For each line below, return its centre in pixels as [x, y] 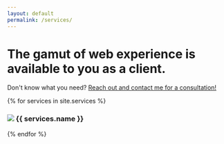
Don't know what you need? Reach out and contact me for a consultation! [112, 88]
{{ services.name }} [50, 119]
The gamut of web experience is [101, 54]
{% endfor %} [27, 134]
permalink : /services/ [40, 20]
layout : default [30, 13]
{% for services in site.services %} [57, 101]
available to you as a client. [86, 69]
